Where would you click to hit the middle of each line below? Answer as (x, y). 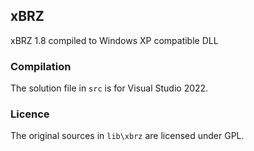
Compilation (41, 66)
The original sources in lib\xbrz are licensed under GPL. (127, 136)
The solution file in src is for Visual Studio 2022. (109, 88)
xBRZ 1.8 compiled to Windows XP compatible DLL (114, 40)
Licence (30, 114)
